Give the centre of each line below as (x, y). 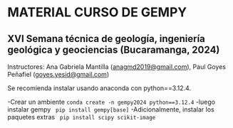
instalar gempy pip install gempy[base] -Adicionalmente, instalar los (111, 110)
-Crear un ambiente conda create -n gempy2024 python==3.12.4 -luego (112, 102)
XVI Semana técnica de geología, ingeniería (106, 39)
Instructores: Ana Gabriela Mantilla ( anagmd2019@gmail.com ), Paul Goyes (117, 67)
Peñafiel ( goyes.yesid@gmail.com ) (58, 74)
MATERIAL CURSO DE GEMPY (97, 12)
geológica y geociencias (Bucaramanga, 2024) (114, 49)
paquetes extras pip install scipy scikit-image (82, 117)
